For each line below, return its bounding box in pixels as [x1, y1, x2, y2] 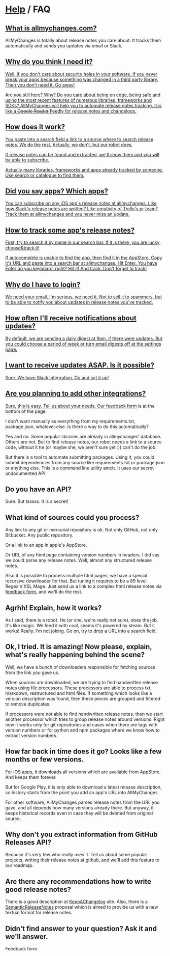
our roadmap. [5, 862, 34, 868]
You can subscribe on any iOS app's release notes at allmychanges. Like [5, 200, 157, 207]
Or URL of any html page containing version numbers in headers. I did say [5, 552, 160, 558]
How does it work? [5, 123, 65, 131]
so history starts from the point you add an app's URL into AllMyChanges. [5, 789, 159, 795]
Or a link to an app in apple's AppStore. [5, 542, 87, 548]
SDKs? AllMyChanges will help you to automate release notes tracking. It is [5, 102, 162, 108]
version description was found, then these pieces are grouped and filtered [5, 695, 161, 701]
